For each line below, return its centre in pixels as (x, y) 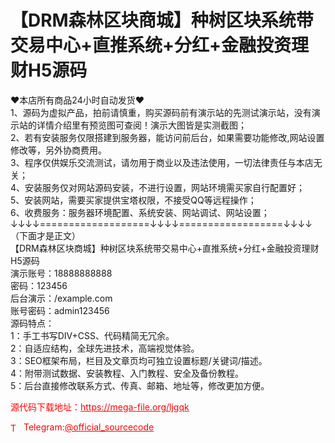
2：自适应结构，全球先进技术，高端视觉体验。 (105, 348)
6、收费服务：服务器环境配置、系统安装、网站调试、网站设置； (140, 212)
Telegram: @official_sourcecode (89, 427)
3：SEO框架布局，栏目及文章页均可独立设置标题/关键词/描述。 (139, 360)
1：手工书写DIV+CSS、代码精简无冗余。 (92, 335)
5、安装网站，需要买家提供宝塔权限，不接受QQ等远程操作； (133, 200)
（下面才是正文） (45, 235)
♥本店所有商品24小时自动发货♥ (77, 100)
